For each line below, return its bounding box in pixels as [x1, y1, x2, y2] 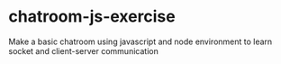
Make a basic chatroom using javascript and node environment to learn [8, 36, 273, 47]
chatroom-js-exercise [8, 6, 177, 27]
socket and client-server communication [8, 45, 159, 56]
